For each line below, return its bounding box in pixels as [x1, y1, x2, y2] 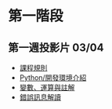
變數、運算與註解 [19, 83, 75, 92]
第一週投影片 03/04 [8, 41, 104, 54]
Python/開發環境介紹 [19, 73, 87, 82]
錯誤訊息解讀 [19, 93, 61, 102]
